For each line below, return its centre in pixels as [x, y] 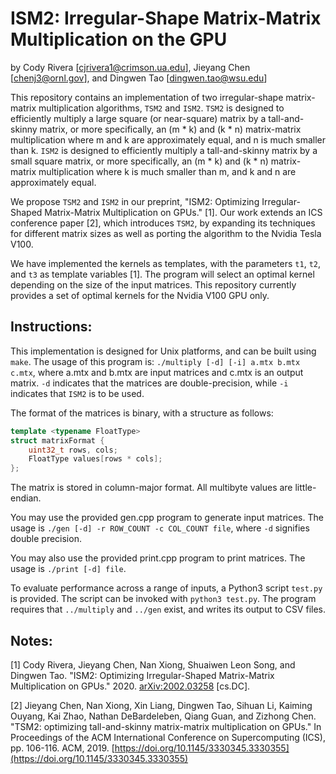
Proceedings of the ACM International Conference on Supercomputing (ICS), [168, 737]
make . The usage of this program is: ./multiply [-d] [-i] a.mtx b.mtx [155, 361]
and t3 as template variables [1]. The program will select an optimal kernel [162, 274]
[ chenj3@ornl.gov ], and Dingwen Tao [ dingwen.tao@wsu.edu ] [139, 78]
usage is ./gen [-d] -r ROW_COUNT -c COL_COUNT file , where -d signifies [160, 528]
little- [305, 488]
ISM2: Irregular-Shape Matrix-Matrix [166, 18]
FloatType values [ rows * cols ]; [95, 459]
